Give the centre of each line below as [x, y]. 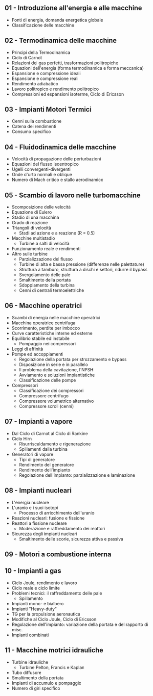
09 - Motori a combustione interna [58, 554]
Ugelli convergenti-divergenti [41, 169]
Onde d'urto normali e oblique [42, 175]
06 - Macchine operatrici [43, 306]
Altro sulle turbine [30, 254]
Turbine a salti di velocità [44, 244]
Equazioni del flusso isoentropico [45, 164]
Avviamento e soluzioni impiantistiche [57, 375]
